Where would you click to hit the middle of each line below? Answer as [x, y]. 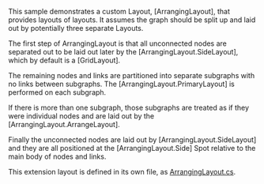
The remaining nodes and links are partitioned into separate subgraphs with [132, 75]
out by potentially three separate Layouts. [76, 28]
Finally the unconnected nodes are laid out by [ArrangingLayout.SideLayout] [132, 140]
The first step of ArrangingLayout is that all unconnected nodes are [118, 43]
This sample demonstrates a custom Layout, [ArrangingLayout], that [119, 11]
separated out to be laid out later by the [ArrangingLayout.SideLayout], [123, 52]
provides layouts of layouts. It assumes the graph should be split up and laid [132, 20]
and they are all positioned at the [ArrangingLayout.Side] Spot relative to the [132, 148]
